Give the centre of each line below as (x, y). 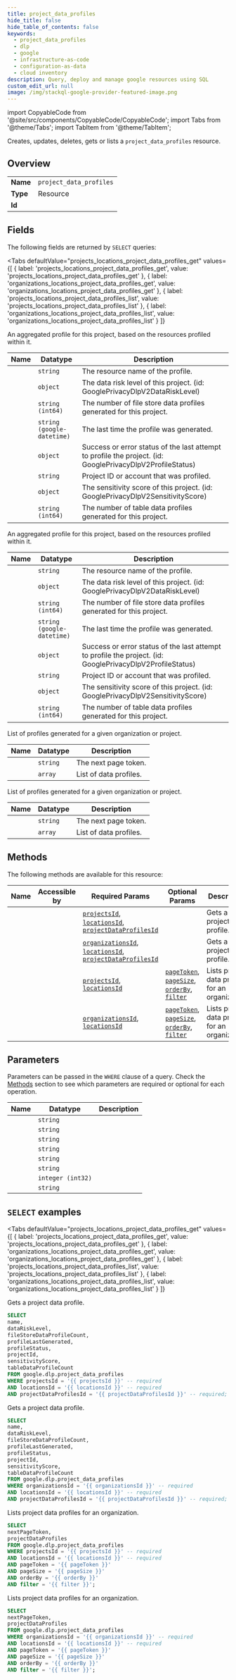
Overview (29, 163)
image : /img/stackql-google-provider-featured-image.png (92, 92)
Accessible (57, 891)
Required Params (120, 896)
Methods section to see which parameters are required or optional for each (116, 1084)
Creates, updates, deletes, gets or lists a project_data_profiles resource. (114, 141)
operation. (22, 1092)
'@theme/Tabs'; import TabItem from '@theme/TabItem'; (89, 128)
